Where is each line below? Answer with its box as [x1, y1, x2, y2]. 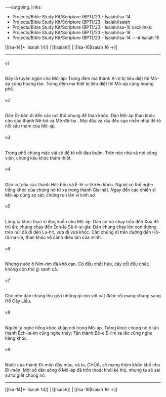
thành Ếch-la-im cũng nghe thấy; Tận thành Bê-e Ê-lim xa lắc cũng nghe [5, 330, 153, 336]
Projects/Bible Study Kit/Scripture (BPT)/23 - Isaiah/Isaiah [12, 19, 130, 25]
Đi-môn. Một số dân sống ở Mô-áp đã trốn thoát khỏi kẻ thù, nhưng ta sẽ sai [5, 367, 160, 373]
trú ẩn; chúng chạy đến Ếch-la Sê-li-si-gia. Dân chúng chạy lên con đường [5, 224, 157, 230]
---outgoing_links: [5, 4, 42, 10]
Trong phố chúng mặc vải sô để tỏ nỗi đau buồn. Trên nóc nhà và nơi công [5, 150, 157, 156]
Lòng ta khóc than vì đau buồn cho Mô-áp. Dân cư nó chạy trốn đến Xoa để [5, 219, 159, 225]
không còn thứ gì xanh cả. [5, 266, 58, 272]
